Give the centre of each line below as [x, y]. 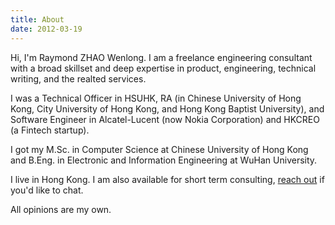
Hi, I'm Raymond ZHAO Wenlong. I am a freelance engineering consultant [161, 57]
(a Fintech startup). [50, 130]
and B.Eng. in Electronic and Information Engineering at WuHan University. [164, 160]
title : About [37, 19]
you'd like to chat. [47, 190]
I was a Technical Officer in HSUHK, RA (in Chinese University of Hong [156, 98]
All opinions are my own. [61, 209]
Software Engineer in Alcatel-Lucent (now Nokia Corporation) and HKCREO [165, 119]
